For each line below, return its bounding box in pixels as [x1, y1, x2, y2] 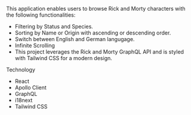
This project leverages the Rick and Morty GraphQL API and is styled [14, 48, 184, 55]
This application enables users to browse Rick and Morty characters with [6, 5, 186, 12]
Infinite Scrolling [14, 42, 56, 49]
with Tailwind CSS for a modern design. [14, 55, 112, 61]
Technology [6, 66, 36, 73]
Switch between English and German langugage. [14, 36, 135, 42]
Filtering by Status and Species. [14, 23, 94, 30]
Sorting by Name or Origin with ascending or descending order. [14, 29, 171, 36]
